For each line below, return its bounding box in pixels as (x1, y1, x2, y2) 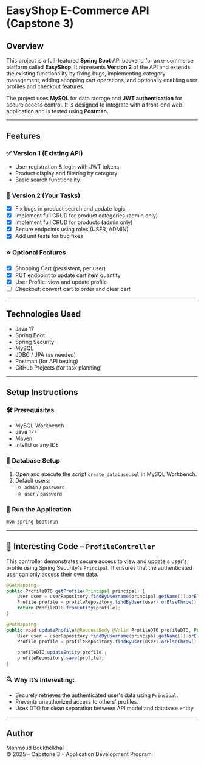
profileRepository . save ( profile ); (17, 655, 104, 661)
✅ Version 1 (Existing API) (6, 149, 83, 158)
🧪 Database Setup (6, 457, 61, 465)
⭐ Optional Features (6, 248, 66, 257)
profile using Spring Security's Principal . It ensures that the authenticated (6, 564, 192, 571)
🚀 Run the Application (6, 505, 72, 513)
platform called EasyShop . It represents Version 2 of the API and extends (6, 63, 191, 71)
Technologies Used (6, 309, 81, 320)
